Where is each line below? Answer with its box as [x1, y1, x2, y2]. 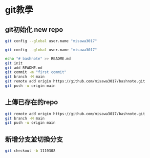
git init [5, 60, 23, 66]
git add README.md [5, 65, 43, 70]
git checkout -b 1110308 [5, 148, 56, 154]
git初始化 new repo [5, 25, 64, 34]
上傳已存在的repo [5, 98, 58, 106]
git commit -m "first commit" [5, 70, 67, 75]
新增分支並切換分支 [5, 135, 63, 143]
